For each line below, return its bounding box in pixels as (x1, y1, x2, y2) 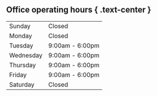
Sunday (9, 22, 31, 30)
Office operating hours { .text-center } (6, 5, 152, 15)
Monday (9, 31, 33, 40)
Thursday (9, 61, 36, 69)
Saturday (9, 80, 35, 89)
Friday (9, 70, 27, 79)
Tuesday (9, 41, 33, 50)
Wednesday (9, 51, 43, 59)
